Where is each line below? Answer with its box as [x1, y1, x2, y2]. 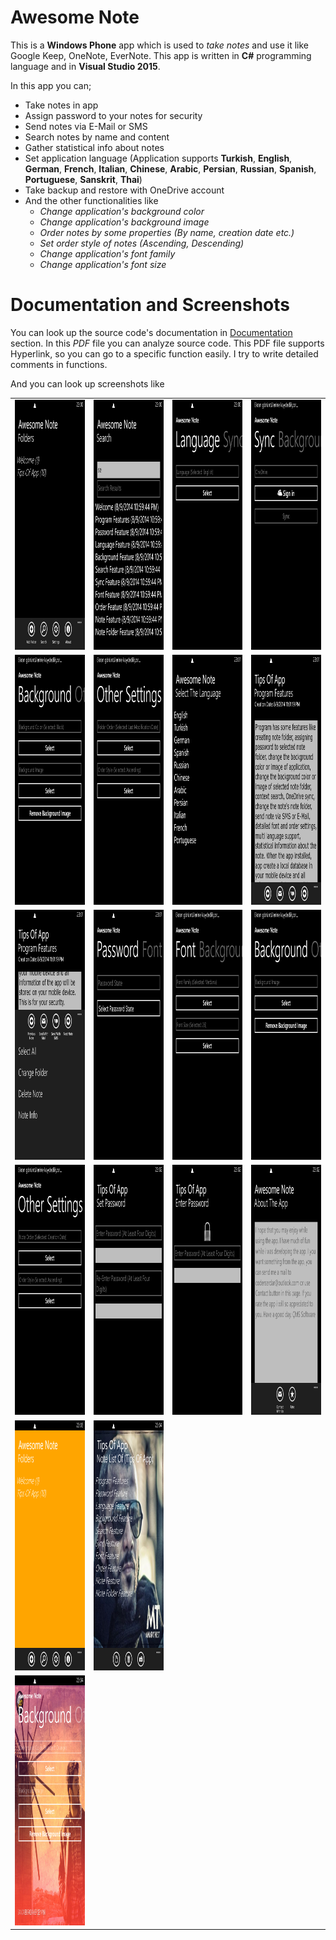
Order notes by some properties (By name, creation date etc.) [39, 226, 295, 238]
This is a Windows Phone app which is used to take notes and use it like [10, 39, 309, 51]
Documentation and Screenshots [10, 294, 290, 316]
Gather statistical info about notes [24, 141, 165, 153]
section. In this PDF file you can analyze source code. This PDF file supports [10, 337, 325, 349]
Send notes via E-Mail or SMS [24, 120, 148, 132]
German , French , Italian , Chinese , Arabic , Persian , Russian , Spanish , [24, 162, 317, 175]
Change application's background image [39, 216, 210, 228]
